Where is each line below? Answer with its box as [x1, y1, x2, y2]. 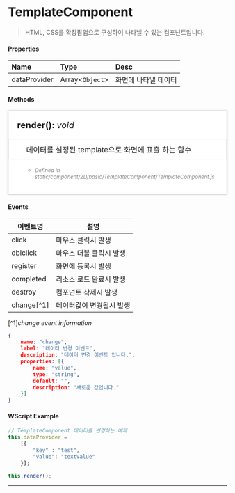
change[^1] [11, 300, 49, 310]
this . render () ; [8, 472, 52, 479]
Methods [8, 95, 35, 103]
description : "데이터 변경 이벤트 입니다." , [20, 352, 136, 359]
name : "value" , [33, 364, 77, 371]
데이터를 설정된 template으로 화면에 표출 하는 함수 [26, 146, 192, 155]
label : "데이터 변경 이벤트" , [20, 345, 97, 352]
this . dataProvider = [8, 434, 68, 441]
